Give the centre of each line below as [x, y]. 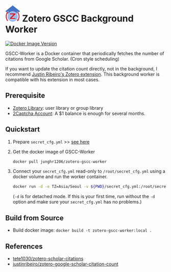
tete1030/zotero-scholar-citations [48, 258]
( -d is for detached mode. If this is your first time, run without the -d [84, 196]
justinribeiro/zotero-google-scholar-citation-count [65, 264]
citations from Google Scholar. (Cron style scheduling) [63, 59]
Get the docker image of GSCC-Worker [54, 152]
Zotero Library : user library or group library [58, 108]
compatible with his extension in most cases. [53, 80]
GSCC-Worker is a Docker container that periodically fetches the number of [85, 53]
